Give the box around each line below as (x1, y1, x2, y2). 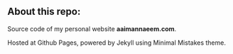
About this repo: (7, 6, 81, 18)
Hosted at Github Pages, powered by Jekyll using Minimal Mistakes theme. (7, 38, 226, 47)
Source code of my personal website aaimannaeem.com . (7, 24, 177, 33)
